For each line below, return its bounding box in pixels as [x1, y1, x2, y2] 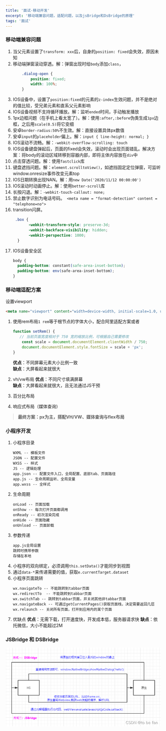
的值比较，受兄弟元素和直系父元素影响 [12, 103, 91, 109]
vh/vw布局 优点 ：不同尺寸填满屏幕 [12, 376, 83, 382]
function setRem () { [12, 329, 55, 334]
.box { [15, 217, 29, 222]
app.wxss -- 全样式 [12, 482, 51, 487]
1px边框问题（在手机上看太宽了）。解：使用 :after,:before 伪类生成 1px [12, 115, 155, 121]
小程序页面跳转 [12, 575, 43, 581]
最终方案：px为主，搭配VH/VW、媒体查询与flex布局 [17, 414, 125, 420]
